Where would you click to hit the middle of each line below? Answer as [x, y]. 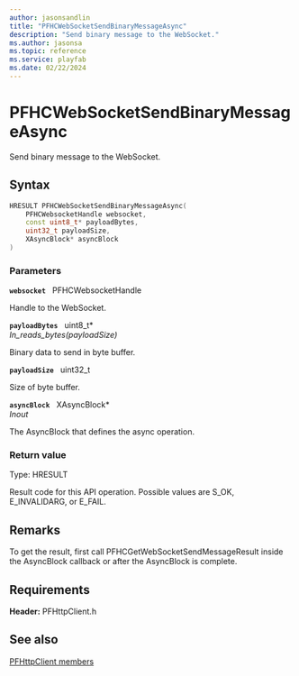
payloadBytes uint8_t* [51, 325]
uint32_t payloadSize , [68, 231]
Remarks [35, 530]
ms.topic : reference [48, 51]
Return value [38, 455]
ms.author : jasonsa [46, 43]
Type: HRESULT [39, 475]
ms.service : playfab [48, 59]
